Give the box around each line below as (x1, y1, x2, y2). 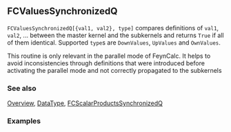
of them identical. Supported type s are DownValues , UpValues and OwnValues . (7, 38, 221, 47)
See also (7, 83, 37, 93)
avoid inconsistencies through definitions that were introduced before (7, 58, 205, 67)
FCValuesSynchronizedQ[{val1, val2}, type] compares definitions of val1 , (7, 23, 219, 32)
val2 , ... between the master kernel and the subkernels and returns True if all (7, 31, 224, 39)
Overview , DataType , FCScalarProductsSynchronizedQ (7, 99, 163, 107)
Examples (7, 116, 41, 126)
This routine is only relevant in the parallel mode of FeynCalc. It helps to (7, 52, 211, 60)
